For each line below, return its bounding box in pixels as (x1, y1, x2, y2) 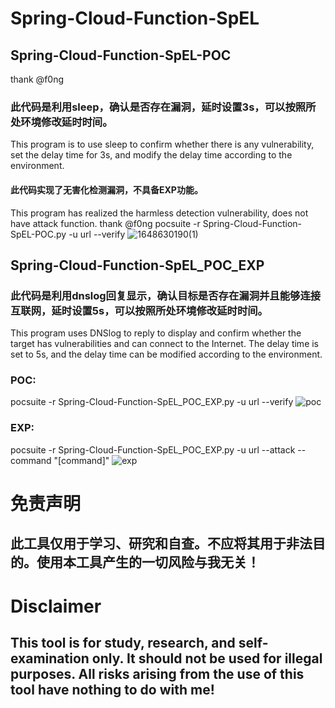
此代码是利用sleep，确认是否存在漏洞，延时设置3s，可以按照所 (10, 100, 317, 114)
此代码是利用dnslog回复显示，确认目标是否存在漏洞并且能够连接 (10, 288, 322, 302)
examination (10, 650, 90, 667)
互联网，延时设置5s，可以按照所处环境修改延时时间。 (10, 303, 268, 317)
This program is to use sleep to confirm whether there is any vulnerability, (10, 138, 315, 151)
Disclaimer (10, 595, 102, 617)
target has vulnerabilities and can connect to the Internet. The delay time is (10, 338, 320, 350)
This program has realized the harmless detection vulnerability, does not (10, 207, 309, 219)
